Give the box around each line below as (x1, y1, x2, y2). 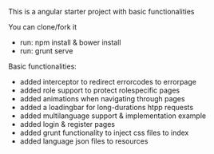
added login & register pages (19, 120, 116, 128)
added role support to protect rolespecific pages (19, 85, 180, 95)
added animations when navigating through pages (19, 94, 185, 103)
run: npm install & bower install (19, 38, 121, 47)
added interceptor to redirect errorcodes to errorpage (19, 77, 197, 86)
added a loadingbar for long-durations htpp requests (19, 103, 194, 112)
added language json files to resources (19, 136, 149, 146)
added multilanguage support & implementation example (19, 111, 206, 120)
